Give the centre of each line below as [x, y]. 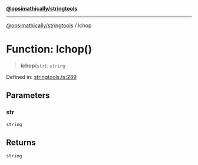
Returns [21, 143]
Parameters [28, 96]
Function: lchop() [49, 49]
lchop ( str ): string [43, 65]
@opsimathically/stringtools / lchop [49, 25]
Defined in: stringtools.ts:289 [41, 77]
